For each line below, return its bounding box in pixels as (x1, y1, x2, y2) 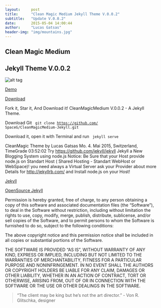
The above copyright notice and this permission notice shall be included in (5, 232, 153, 238)
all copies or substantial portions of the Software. (5, 238, 103, 243)
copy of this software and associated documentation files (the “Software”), (5, 202, 154, 208)
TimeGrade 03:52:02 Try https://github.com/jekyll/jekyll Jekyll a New (5, 148, 143, 154)
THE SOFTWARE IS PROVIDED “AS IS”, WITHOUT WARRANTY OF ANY (5, 247, 146, 253)
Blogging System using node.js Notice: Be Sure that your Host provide (5, 154, 145, 159)
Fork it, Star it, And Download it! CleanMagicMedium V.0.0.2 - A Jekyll (5, 105, 144, 111)
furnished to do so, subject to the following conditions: (5, 223, 114, 229)
